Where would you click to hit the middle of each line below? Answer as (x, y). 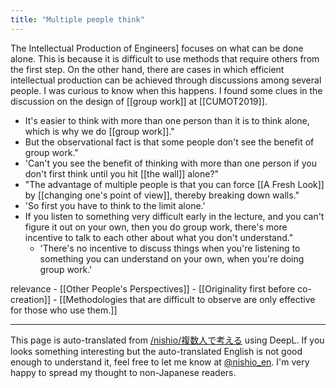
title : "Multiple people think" (77, 19)
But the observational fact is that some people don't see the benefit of (169, 142)
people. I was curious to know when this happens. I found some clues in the (166, 90)
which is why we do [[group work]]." (99, 131)
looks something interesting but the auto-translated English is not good (156, 351)
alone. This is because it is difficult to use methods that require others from (165, 58)
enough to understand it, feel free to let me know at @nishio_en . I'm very (160, 362)
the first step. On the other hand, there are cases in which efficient (147, 69)
